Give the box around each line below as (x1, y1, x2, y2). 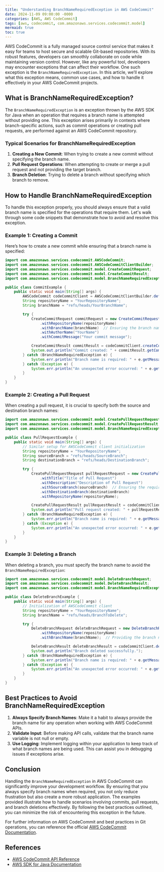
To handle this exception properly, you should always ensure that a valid (5, 204, 150, 210)
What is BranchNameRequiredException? (5, 94, 134, 102)
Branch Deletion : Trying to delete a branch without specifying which (12, 172, 150, 178)
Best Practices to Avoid (5, 694, 77, 702)
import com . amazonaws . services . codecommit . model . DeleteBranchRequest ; (5, 576, 152, 581)
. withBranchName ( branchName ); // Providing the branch (40, 635, 156, 640)
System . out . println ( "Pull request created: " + (31, 507, 130, 512)
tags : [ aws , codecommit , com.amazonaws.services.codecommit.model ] (5, 21, 145, 26)
